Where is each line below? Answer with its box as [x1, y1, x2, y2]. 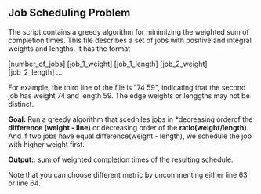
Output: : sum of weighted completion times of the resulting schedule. [8, 155, 234, 164]
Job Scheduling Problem [8, 6, 131, 20]
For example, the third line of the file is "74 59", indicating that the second [8, 82, 246, 92]
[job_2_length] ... [8, 67, 63, 77]
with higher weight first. [8, 139, 85, 148]
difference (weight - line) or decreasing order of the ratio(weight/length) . [8, 123, 249, 132]
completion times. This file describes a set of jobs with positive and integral [8, 35, 252, 45]
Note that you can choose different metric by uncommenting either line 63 [8, 170, 248, 179]
